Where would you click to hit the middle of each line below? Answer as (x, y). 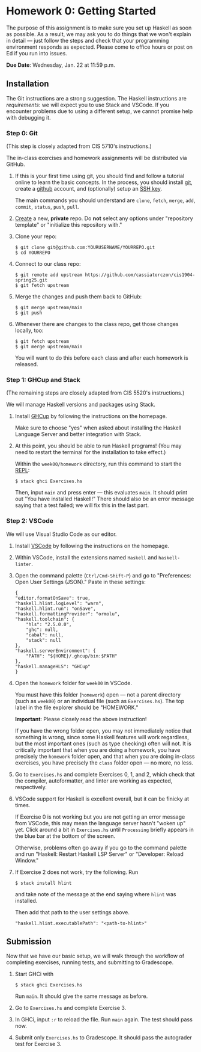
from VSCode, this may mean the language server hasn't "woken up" (100, 823)
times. (22, 805)
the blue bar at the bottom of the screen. (65, 836)
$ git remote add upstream (49, 275)
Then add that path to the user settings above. (72, 912)
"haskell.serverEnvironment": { (55, 651)
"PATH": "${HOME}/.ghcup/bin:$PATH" (72, 656)
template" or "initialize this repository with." (68, 225)
